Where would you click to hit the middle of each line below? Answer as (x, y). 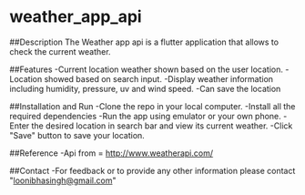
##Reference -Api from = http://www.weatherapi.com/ (112, 153)
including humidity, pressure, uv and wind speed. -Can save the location (145, 88)
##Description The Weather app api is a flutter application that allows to (144, 42)
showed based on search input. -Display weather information (159, 78)
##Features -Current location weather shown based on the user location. (147, 69)
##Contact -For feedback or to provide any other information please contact (152, 170)
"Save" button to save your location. (77, 135)
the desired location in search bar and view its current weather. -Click (162, 126)
